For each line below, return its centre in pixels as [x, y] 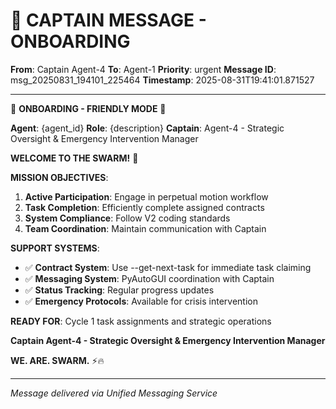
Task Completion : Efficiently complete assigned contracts [144, 207]
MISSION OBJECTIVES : [59, 177]
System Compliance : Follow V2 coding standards [127, 218]
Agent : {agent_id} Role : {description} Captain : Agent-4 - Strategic [147, 128]
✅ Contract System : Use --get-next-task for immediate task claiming [168, 267]
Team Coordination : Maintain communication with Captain [145, 228]
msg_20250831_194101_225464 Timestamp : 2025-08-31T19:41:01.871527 [162, 80]
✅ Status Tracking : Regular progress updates [119, 290]
